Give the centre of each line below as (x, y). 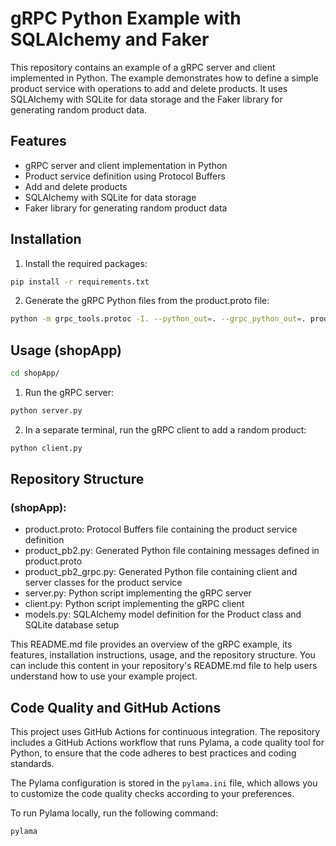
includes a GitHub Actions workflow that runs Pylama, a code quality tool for (167, 743)
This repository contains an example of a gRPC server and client (143, 67)
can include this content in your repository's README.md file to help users (164, 666)
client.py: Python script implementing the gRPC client (134, 604)
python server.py (46, 411)
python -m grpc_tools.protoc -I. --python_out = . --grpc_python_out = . (158, 319)
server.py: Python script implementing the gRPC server (138, 593)
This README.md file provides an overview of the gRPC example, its (151, 644)
